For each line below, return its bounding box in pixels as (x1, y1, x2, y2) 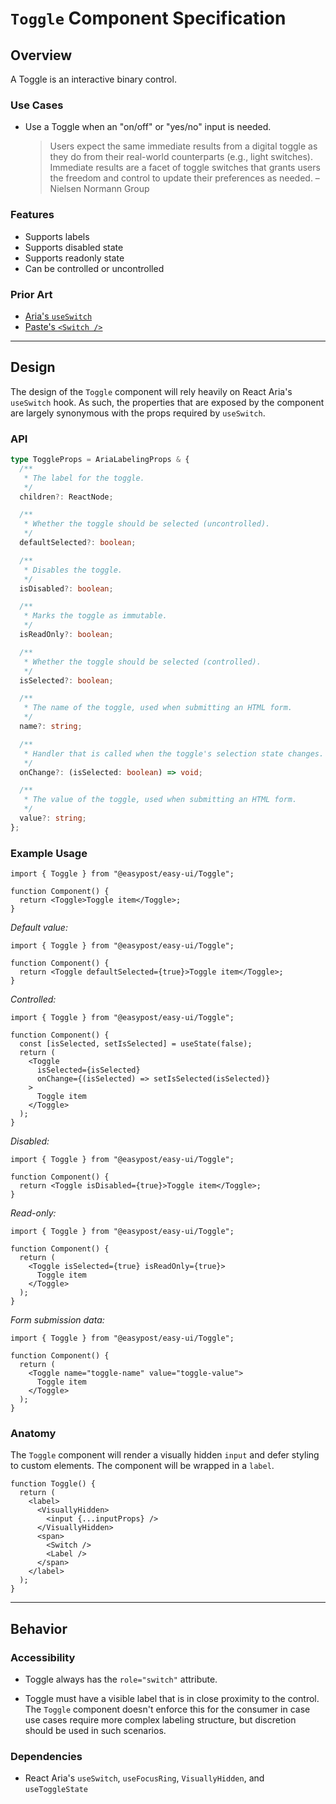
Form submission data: (10, 1314, 105, 1326)
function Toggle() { (10, 1479, 97, 1489)
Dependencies (10, 1749, 83, 1763)
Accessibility (10, 1650, 76, 1664)
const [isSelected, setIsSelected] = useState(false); (19, 1039, 253, 1049)
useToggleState (24, 1785, 89, 1795)
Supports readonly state (24, 252, 125, 264)
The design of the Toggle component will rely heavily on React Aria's (10, 385, 293, 397)
